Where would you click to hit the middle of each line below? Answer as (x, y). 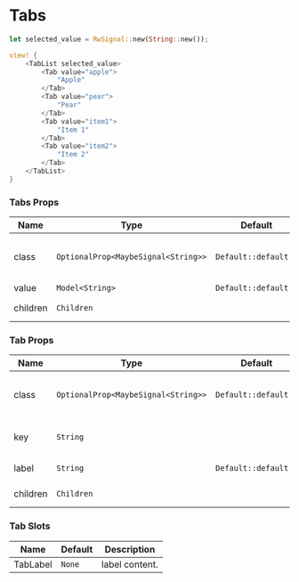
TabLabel (33, 564)
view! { (24, 55)
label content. (129, 564)
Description (130, 549)
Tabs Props (34, 202)
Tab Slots (30, 526)
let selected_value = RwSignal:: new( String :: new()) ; (109, 39)
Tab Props (32, 341)
